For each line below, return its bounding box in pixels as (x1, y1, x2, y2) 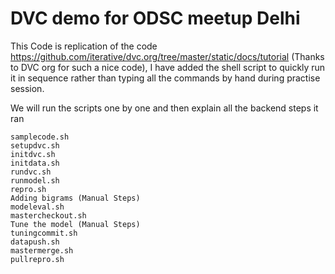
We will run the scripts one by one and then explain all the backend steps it (10, 102, 319, 114)
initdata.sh (10, 158, 60, 168)
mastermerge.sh (10, 245, 74, 256)
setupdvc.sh (10, 140, 60, 151)
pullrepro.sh (10, 254, 65, 264)
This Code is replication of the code (10, 40, 158, 52)
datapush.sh (10, 237, 60, 247)
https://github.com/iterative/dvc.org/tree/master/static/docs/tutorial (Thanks (10, 50, 325, 62)
